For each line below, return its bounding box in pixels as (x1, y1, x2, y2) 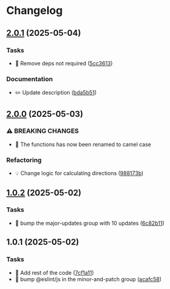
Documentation (6, 75, 53, 83)
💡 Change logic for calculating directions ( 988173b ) (15, 170, 144, 177)
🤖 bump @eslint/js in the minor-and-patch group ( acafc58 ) (15, 275, 162, 282)
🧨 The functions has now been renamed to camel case (15, 141, 151, 148)
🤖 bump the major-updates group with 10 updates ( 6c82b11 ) (15, 219, 165, 227)
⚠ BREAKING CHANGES (6, 127, 79, 135)
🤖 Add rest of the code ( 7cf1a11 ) (15, 269, 94, 276)
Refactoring (6, 156, 42, 164)
